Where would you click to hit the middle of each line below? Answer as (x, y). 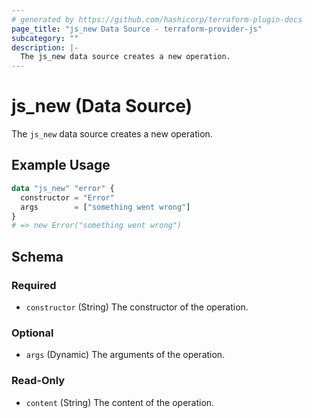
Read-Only (38, 381)
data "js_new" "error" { (63, 188)
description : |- (45, 47)
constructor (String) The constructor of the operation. (137, 307)
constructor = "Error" (67, 197)
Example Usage (61, 165)
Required (34, 285)
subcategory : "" (45, 38)
